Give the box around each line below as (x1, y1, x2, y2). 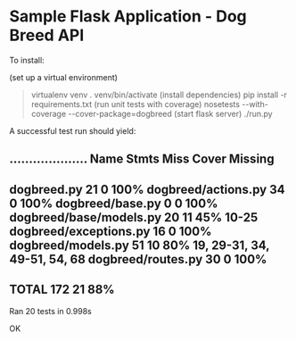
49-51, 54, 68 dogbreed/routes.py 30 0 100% (9, 252, 267, 267)
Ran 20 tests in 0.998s (9, 305, 92, 316)
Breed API (9, 25, 85, 46)
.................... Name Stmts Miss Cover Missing (9, 152, 275, 167)
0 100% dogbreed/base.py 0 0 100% (9, 195, 218, 211)
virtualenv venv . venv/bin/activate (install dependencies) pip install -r (30, 89, 288, 100)
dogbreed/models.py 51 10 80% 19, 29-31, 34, (9, 237, 270, 253)
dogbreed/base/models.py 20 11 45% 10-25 (9, 210, 259, 225)
